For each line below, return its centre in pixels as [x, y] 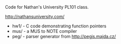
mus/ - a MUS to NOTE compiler [44, 31]
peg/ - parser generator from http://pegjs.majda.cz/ [64, 36]
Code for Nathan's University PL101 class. [47, 7]
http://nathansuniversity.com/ [35, 16]
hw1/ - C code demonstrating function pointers [59, 26]
